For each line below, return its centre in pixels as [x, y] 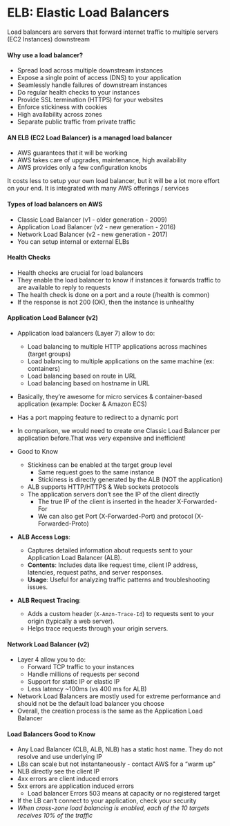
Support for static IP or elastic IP [74, 682]
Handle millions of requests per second [83, 674]
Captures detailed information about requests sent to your [110, 550]
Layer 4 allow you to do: [51, 660]
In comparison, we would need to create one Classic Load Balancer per [119, 430]
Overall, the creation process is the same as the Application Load [110, 711]
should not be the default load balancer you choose [90, 704]
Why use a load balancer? [45, 55]
